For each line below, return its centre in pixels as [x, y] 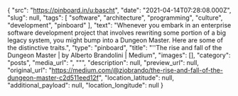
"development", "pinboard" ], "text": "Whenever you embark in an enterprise [119, 25]
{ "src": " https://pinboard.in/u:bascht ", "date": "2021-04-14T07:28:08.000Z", [119, 10]
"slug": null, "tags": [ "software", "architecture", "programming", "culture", [115, 18]
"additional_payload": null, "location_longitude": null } [86, 85]
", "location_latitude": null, [136, 78]
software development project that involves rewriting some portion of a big [117, 32]
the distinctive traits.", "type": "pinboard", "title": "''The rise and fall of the [115, 48]
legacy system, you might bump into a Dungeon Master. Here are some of [115, 40]
